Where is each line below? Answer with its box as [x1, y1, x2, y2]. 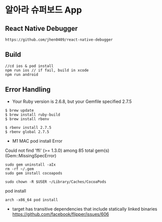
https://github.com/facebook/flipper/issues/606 [12, 211, 109, 217]
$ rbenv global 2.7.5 [5, 129, 50, 134]
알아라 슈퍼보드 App [5, 4, 82, 16]
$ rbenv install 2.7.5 [5, 125, 52, 130]
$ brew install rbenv [5, 116, 50, 122]
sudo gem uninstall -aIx [5, 162, 56, 167]
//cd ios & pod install [5, 63, 54, 69]
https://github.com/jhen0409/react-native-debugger [5, 37, 113, 42]
